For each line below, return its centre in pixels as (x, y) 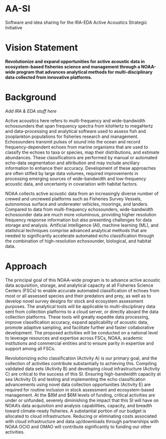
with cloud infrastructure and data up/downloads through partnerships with (82, 421)
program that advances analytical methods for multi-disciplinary (84, 72)
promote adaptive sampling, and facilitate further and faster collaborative (80, 327)
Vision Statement (42, 48)
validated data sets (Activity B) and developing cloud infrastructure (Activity (83, 369)
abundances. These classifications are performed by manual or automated (81, 157)
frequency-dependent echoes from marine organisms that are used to (77, 147)
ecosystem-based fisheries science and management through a (73, 66)
